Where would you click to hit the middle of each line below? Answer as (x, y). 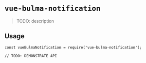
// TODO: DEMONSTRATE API (31, 56)
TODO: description (35, 21)
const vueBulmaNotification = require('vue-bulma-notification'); (73, 47)
